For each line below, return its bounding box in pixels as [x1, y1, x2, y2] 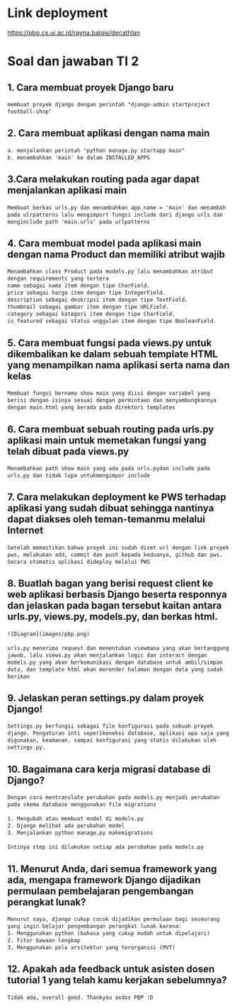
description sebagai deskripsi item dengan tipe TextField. [7, 296, 189, 304]
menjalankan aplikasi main [7, 184, 127, 196]
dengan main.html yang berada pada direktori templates [7, 404, 175, 412]
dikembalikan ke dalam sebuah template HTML [7, 348, 218, 360]
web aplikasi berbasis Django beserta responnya [7, 589, 228, 601]
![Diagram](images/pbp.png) [7, 630, 91, 638]
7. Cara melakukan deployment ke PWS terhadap [7, 491, 226, 504]
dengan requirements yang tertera [7, 275, 110, 283]
